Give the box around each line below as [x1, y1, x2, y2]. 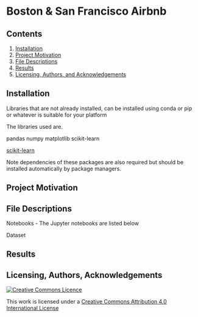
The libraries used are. [6, 123, 63, 130]
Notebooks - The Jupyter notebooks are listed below [6, 220, 139, 227]
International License [6, 304, 59, 312]
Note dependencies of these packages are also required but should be [6, 158, 184, 166]
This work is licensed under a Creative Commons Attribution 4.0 [6, 298, 168, 305]
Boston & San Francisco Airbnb [6, 4, 167, 18]
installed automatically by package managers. [6, 165, 122, 172]
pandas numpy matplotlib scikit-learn [6, 134, 100, 142]
